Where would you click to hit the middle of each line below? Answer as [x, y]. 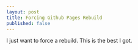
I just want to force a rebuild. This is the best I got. [69, 41]
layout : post [23, 12]
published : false [28, 23]
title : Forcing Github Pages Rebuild [54, 18]
